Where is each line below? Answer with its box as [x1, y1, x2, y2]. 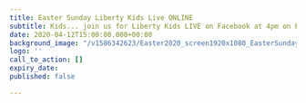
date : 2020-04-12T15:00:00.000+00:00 [9, 30, 153, 39]
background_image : [9, 38, 79, 48]
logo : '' [9, 47, 43, 56]
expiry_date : [9, 64, 59, 73]
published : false [9, 72, 76, 81]
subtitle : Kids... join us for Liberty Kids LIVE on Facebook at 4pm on [9, 22, 291, 31]
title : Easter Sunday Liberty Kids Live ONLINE [9, 13, 194, 23]
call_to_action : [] [9, 55, 84, 64]
